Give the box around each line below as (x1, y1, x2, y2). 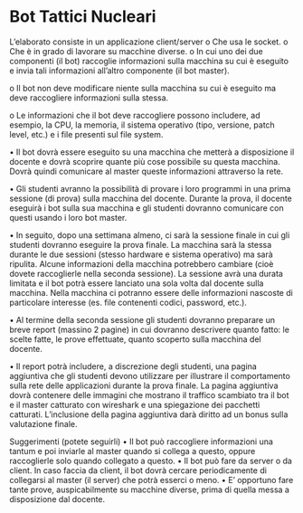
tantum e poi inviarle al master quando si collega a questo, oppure (9, 445, 256, 456)
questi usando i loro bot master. (9, 212, 128, 223)
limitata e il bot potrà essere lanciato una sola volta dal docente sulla (9, 278, 264, 289)
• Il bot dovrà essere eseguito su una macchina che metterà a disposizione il (9, 147, 295, 157)
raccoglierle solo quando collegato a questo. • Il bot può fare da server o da (9, 455, 292, 466)
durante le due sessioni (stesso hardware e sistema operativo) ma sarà (9, 249, 273, 260)
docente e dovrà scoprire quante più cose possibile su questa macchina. (9, 156, 280, 166)
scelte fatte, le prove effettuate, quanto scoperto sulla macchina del (9, 333, 261, 345)
